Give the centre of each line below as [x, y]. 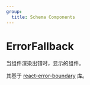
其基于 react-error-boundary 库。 [47, 76]
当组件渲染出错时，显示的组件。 [45, 63]
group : [14, 12]
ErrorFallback [40, 46]
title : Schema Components [44, 17]
